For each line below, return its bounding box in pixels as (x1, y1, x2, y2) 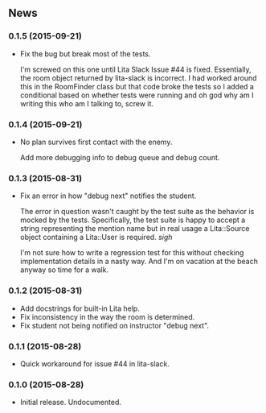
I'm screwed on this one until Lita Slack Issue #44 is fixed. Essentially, (19, 64, 252, 74)
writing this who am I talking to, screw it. (19, 98, 154, 108)
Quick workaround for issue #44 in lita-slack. (19, 358, 170, 369)
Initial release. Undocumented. (19, 398, 122, 407)
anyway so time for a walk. (19, 265, 109, 275)
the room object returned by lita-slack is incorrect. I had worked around (19, 72, 257, 83)
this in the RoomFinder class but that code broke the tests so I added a (19, 81, 255, 91)
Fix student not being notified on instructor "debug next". (19, 320, 210, 330)
